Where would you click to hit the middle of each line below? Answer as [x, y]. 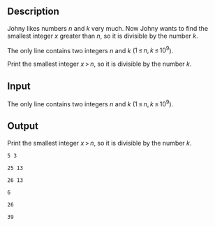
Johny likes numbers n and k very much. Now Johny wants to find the [107, 28]
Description [33, 12]
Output [23, 126]
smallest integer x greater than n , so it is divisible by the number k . [103, 36]
